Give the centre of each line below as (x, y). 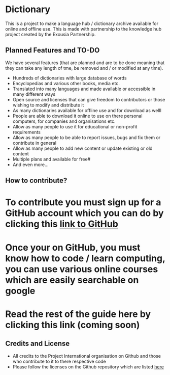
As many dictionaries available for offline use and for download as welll (87, 110)
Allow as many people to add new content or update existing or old (82, 148)
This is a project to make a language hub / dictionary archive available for (82, 23)
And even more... (31, 165)
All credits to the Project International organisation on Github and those (87, 356)
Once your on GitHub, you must (73, 247)
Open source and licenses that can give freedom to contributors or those (89, 99)
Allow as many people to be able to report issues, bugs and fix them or (87, 137)
